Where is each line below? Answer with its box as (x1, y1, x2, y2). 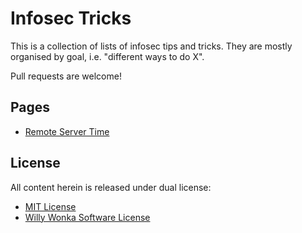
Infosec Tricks (10, 7, 132, 30)
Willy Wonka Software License (24, 211, 151, 223)
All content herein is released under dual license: (10, 181, 212, 193)
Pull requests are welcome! (10, 70, 122, 82)
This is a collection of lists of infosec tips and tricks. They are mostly (10, 40, 293, 52)
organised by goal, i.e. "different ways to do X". (10, 50, 205, 62)
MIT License (24, 200, 77, 212)
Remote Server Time (24, 125, 110, 137)
